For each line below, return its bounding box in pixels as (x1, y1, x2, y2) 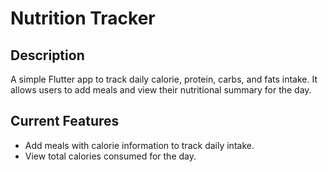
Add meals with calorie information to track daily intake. (24, 139, 255, 151)
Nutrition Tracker (10, 7, 156, 30)
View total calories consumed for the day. (24, 150, 197, 162)
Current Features (10, 113, 120, 130)
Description (10, 47, 85, 64)
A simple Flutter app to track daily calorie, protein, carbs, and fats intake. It (10, 73, 318, 85)
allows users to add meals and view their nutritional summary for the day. (10, 84, 312, 96)
